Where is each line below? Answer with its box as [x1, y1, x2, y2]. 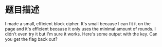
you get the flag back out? [5, 36, 57, 42]
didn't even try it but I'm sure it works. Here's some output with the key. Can [5, 31, 158, 37]
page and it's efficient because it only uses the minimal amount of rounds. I [5, 26, 156, 31]
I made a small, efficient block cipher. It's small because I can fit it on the [5, 20, 151, 27]
